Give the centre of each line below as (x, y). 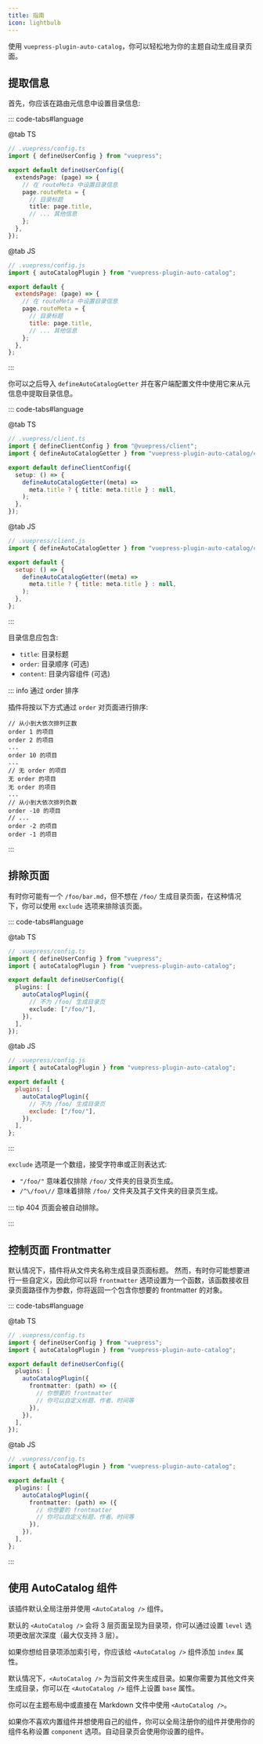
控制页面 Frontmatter (59, 1250)
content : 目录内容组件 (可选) (65, 673)
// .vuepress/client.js (47, 541)
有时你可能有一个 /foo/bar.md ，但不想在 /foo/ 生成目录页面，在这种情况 (125, 896)
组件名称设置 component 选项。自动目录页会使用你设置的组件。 (108, 1731)
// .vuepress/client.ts (47, 439)
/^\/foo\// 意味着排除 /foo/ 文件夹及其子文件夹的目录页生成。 (121, 1191)
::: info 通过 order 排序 (44, 690)
